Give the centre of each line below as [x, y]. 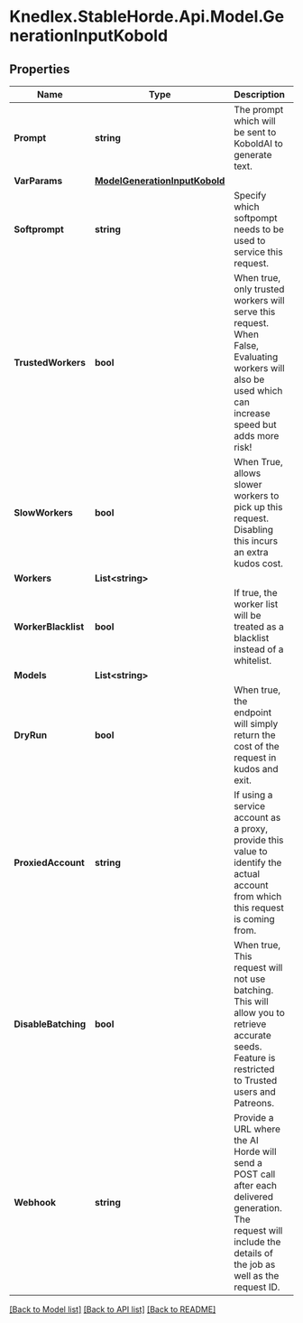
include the [257, 1242]
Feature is [255, 1058]
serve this [255, 312]
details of [253, 1253]
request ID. [257, 1287]
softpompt [256, 218]
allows [248, 473]
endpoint [253, 713]
